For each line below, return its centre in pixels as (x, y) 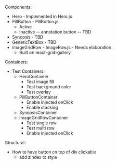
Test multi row (40, 128)
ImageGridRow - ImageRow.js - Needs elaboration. (62, 47)
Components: (19, 7)
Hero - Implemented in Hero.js (42, 16)
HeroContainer (34, 76)
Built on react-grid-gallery (45, 52)
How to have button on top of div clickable (54, 152)
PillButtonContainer (38, 97)
